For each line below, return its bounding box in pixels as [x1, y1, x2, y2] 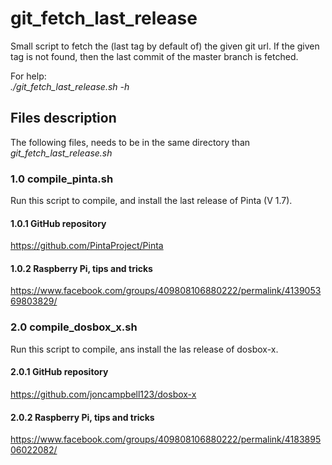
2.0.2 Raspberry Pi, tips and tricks [10, 411, 155, 423]
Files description [10, 110, 117, 127]
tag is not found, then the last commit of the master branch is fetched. [10, 50, 299, 62]
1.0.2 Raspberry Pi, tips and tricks [10, 262, 153, 274]
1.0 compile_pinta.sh [10, 172, 114, 186]
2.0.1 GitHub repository [10, 366, 109, 378]
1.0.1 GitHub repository [10, 217, 107, 229]
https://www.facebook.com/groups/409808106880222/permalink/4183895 [10, 433, 322, 446]
